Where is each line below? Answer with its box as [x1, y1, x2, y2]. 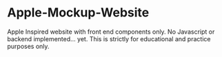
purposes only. [7, 42, 50, 50]
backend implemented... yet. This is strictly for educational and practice [7, 34, 211, 43]
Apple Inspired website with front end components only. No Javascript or [7, 27, 215, 36]
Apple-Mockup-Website [7, 5, 150, 21]
